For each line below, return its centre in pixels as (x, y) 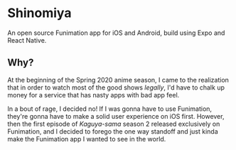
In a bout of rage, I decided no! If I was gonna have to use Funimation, (109, 109)
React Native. (27, 40)
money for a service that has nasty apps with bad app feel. (93, 95)
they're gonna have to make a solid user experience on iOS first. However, (116, 116)
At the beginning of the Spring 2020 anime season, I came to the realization (118, 80)
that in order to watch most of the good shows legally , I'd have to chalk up (116, 87)
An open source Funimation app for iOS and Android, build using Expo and (116, 33)
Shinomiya (39, 13)
